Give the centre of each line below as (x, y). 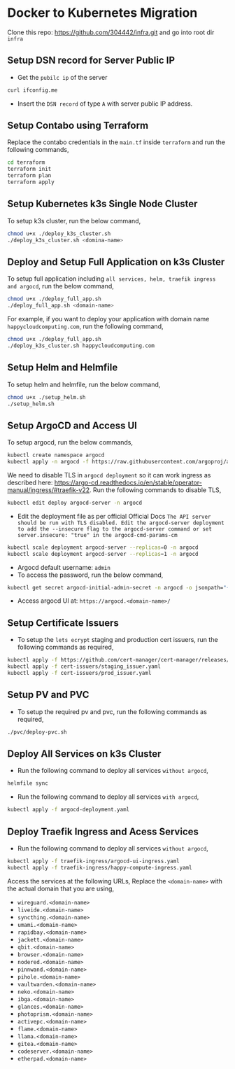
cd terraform (26, 162)
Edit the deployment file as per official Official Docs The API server (114, 516)
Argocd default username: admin (64, 567)
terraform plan (29, 176)
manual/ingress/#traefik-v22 (48, 490)
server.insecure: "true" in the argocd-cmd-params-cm (97, 535)
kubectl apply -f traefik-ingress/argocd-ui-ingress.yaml (93, 861)
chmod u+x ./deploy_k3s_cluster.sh (59, 233)
